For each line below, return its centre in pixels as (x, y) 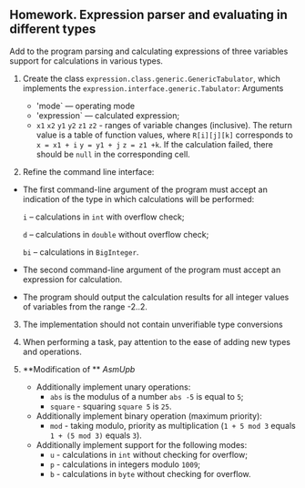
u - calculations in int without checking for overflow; (149, 454)
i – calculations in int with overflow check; (103, 217)
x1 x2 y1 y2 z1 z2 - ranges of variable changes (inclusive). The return (164, 125)
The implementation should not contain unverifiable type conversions (153, 324)
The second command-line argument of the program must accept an (152, 269)
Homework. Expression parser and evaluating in (149, 15)
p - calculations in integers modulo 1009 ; (125, 464)
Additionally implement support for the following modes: (142, 444)
